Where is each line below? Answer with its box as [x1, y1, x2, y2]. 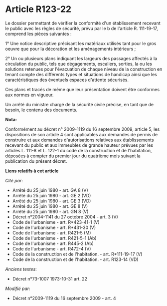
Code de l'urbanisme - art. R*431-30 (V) [12, 224, 96, 230]
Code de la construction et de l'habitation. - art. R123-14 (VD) [12, 256, 139, 262]
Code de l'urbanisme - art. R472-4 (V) [12, 245, 91, 251]
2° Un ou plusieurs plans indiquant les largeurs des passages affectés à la [5, 55, 158, 61]
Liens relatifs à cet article [5, 168, 59, 174]
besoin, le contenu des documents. [5, 107, 78, 113]
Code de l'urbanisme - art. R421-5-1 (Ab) [12, 235, 97, 241]
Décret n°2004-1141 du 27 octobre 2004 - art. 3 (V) [12, 214, 118, 220]
